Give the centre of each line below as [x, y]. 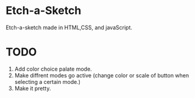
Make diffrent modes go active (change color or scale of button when [102, 75]
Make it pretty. [33, 88]
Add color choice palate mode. [53, 69]
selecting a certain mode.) [47, 82]
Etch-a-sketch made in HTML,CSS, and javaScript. [69, 27]
